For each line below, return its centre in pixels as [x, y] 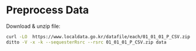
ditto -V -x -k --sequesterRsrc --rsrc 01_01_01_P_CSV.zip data [86, 42]
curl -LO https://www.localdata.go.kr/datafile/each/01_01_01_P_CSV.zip [98, 37]
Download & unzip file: [33, 26]
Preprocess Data [48, 10]
